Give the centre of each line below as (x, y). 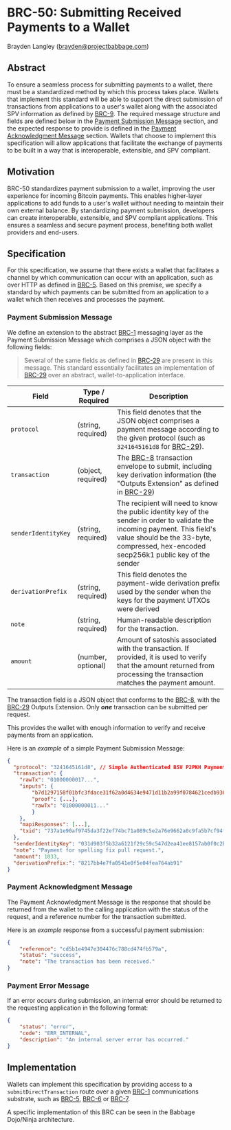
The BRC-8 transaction (154, 457)
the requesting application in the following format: (78, 1008)
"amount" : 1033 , (36, 856)
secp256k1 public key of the (163, 555)
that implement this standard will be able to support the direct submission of (115, 99)
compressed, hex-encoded (161, 546)
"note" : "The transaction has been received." (87, 962)
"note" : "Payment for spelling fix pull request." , (89, 850)
